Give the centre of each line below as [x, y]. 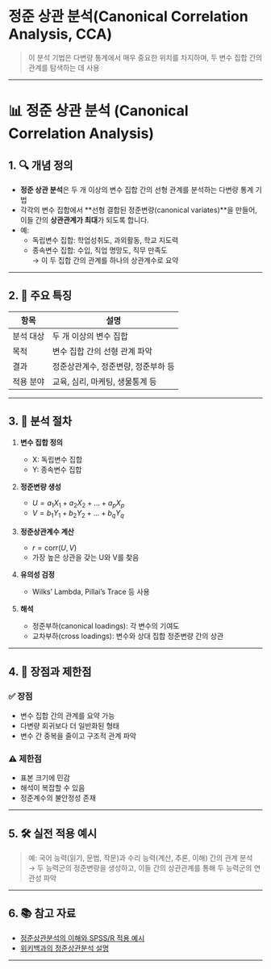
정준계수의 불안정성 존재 [58, 798]
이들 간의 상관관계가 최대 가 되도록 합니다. [84, 219]
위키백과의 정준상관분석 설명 [65, 948]
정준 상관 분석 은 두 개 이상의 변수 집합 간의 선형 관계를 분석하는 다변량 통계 [137, 190]
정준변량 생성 [41, 487]
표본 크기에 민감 [45, 778]
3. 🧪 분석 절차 [40, 422]
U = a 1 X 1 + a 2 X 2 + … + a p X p [78, 503]
